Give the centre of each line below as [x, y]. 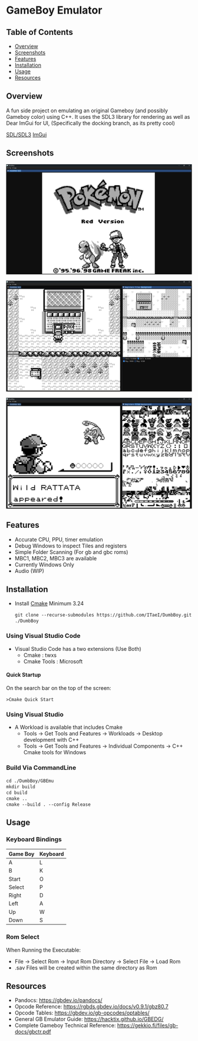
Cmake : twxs [40, 655]
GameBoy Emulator [54, 10]
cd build [17, 793]
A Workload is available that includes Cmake [68, 727]
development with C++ [51, 740]
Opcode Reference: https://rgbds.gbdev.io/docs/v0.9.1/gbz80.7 [92, 1007]
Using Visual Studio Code [43, 636]
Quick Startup [24, 675]
